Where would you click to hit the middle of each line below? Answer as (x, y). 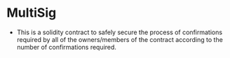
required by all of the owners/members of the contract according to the (120, 39)
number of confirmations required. (67, 47)
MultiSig (32, 13)
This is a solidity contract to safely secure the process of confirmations (119, 32)
